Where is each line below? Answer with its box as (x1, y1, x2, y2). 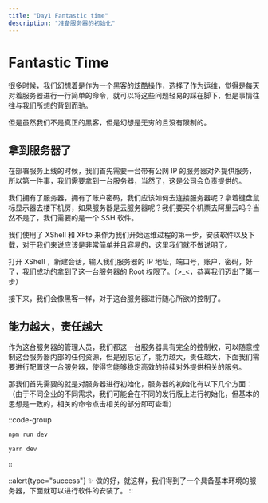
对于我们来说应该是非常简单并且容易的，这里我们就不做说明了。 (22, 240, 232, 250)
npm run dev (8, 430, 48, 439)
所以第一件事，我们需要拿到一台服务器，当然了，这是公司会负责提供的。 (8, 176, 246, 186)
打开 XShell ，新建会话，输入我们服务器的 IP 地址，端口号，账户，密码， (8, 257, 246, 267)
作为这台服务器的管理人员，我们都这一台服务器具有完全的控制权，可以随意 (8, 343, 253, 352)
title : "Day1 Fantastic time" (8, 11, 109, 20)
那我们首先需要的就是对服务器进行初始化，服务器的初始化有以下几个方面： (8, 379, 253, 389)
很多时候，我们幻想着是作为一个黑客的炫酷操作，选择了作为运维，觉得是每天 (8, 81, 260, 90)
